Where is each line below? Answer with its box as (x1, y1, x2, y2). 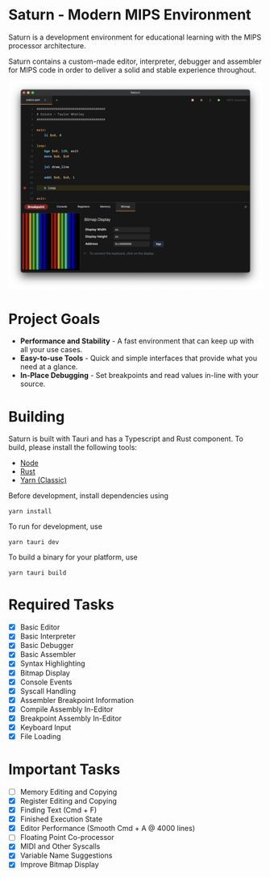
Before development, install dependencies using (8, 491, 169, 501)
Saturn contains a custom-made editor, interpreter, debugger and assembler (8, 56, 262, 66)
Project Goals (8, 310, 101, 328)
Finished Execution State (19, 814, 103, 824)
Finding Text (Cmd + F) (19, 805, 98, 815)
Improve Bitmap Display (19, 860, 99, 870)
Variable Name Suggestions (19, 850, 113, 860)
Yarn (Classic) (19, 476, 67, 485)
